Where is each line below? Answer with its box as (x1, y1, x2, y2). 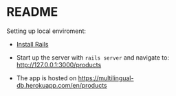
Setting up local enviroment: (6, 27, 87, 35)
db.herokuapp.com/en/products (16, 81, 107, 89)
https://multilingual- (78, 73, 134, 82)
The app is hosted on (16, 73, 77, 82)
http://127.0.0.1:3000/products (16, 60, 102, 69)
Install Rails (16, 40, 49, 48)
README (6, 4, 58, 20)
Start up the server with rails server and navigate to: (16, 53, 170, 62)
